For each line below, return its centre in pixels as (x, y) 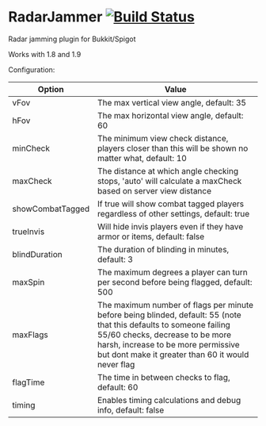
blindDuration (37, 254)
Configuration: (32, 69)
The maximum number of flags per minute (176, 305)
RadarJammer (55, 17)
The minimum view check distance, (163, 138)
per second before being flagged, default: (175, 282)
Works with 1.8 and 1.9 (45, 54)
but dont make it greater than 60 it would (173, 355)
